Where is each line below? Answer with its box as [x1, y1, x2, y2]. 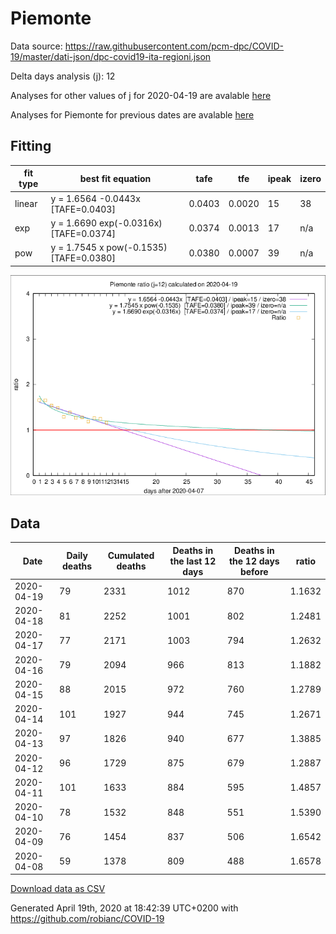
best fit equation [79, 172, 152, 184]
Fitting [10, 138, 52, 155]
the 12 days [228, 555, 280, 567]
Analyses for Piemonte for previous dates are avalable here [10, 108, 255, 121]
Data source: [10, 40, 63, 52]
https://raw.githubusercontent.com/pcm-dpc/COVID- [64, 40, 285, 52]
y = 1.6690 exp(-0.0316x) [50, 217, 163, 229]
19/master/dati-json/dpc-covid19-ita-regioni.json [10, 50, 212, 62]
